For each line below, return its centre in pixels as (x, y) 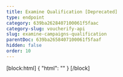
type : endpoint (25, 17)
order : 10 (19, 51)
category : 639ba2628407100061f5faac (52, 23)
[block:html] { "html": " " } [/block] (48, 68)
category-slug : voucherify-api (46, 29)
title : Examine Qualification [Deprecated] (62, 12)
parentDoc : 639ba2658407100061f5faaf (54, 40)
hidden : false (24, 46)
